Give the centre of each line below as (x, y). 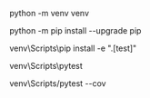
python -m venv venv (49, 13)
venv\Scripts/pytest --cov (58, 83)
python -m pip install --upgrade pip (75, 30)
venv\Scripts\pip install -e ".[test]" (73, 48)
